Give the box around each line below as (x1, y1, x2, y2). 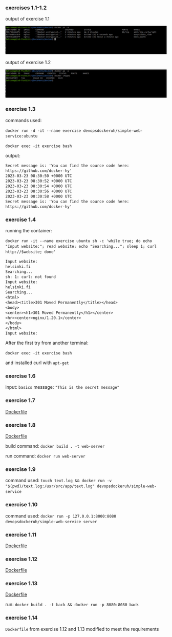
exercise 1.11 (5, 531, 37, 538)
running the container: (5, 228, 52, 234)
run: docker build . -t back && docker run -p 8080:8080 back (5, 602, 139, 608)
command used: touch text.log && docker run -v (5, 477, 112, 484)
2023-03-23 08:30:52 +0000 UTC (5, 178, 72, 184)
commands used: (5, 117, 42, 123)
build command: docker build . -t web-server (5, 443, 105, 449)
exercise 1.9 (5, 466, 36, 473)
